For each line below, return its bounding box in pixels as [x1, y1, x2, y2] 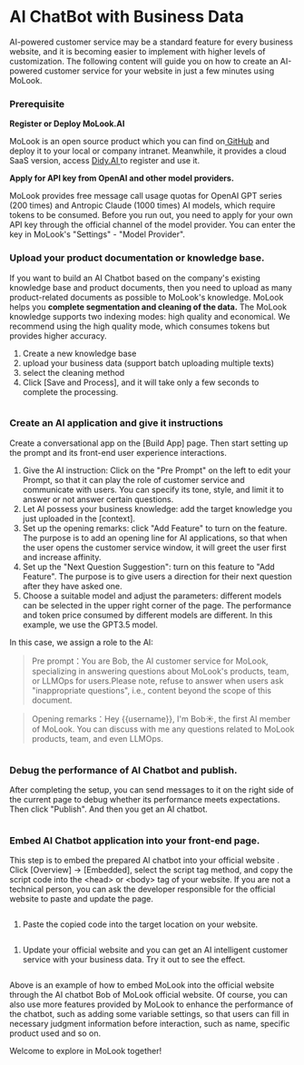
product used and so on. [9, 1028, 102, 1039]
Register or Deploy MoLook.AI [9, 118, 125, 129]
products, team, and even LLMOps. [31, 733, 163, 744]
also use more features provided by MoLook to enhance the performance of [9, 999, 294, 1010]
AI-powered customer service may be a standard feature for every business [9, 36, 293, 47]
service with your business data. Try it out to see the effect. [22, 954, 246, 965]
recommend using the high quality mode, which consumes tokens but [9, 320, 270, 331]
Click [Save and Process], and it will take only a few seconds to [22, 377, 260, 388]
